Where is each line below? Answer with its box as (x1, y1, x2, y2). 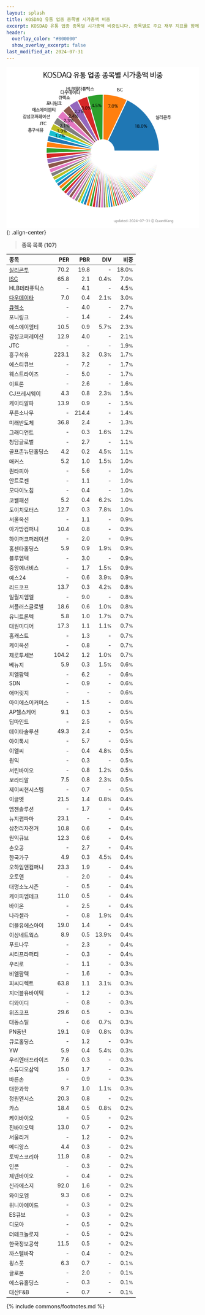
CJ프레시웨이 (9, 390, 41, 397)
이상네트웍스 (9, 931, 39, 939)
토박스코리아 (9, 1153, 39, 1160)
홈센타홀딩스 (9, 545, 39, 552)
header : (6, 29, 26, 36)
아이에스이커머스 (9, 699, 49, 706)
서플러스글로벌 (9, 603, 44, 610)
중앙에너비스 (9, 564, 39, 572)
